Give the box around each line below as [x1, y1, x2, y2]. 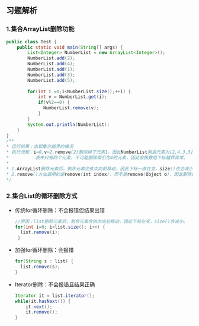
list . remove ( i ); [20, 229, 60, 236]
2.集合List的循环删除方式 [6, 192, 78, 200]
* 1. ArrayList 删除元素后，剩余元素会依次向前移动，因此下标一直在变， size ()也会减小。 [6, 166, 198, 172]
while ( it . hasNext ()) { [14, 298, 71, 304]
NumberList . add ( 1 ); [27, 67, 76, 72]
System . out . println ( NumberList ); [27, 121, 110, 128]
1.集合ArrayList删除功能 [6, 25, 75, 33]
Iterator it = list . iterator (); [14, 293, 95, 299]
